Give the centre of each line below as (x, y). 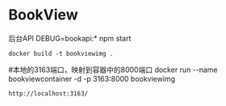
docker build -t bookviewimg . (61, 53)
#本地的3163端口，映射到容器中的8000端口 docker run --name (113, 70)
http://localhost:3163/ (48, 93)
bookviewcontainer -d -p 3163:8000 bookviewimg (92, 78)
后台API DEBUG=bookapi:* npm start (70, 38)
